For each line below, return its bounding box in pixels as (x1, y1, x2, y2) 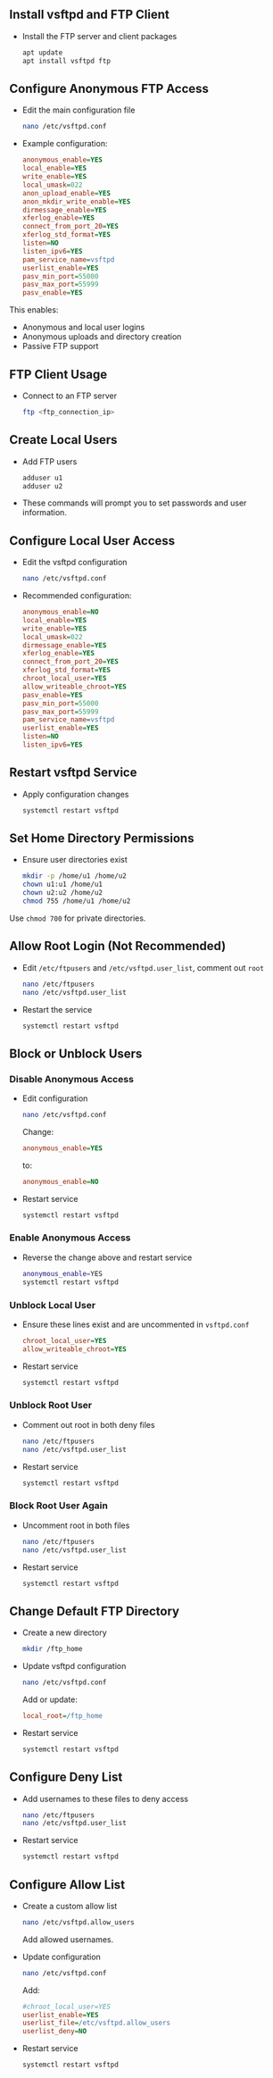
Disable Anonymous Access (9, 1072, 134, 1085)
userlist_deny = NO (21, 2027, 87, 2036)
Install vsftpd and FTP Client (9, 7, 170, 22)
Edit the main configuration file (21, 104, 136, 115)
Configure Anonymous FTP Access (9, 80, 210, 96)
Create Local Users (9, 432, 118, 447)
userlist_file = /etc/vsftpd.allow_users (21, 2018, 171, 2028)
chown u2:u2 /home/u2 (21, 889, 103, 897)
